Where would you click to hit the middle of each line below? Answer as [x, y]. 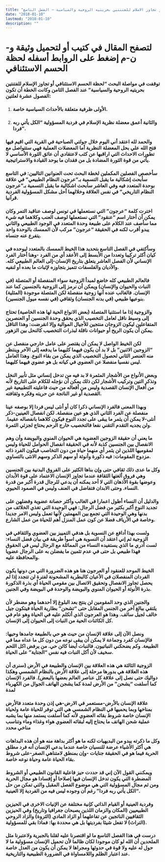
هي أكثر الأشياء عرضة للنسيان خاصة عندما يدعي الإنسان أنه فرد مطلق [78, 747]
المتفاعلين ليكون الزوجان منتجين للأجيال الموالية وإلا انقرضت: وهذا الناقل [81, 324]
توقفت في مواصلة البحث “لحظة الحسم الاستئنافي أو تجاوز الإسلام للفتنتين [83, 84]
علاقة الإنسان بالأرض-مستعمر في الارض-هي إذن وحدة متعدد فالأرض [77, 703]
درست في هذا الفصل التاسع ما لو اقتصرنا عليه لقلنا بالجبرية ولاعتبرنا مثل [81, 835]
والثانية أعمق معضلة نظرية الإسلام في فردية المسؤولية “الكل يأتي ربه [85, 122]
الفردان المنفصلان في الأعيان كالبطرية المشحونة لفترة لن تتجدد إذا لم [78, 577]
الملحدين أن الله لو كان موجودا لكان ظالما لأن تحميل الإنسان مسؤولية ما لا [82, 841]
